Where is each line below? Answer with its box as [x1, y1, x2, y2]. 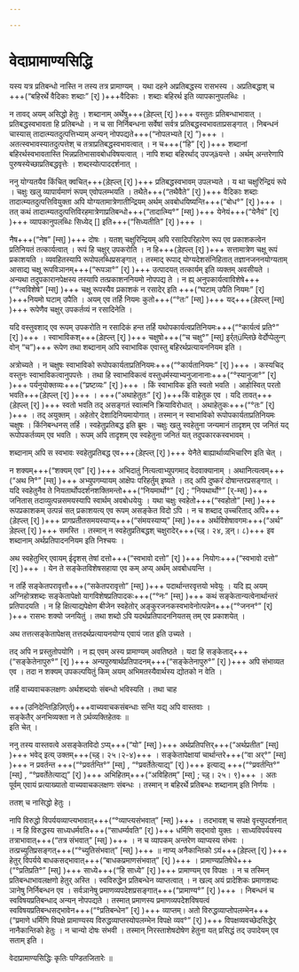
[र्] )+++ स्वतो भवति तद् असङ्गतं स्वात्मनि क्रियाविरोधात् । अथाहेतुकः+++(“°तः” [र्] [30, 399, 275, 410]
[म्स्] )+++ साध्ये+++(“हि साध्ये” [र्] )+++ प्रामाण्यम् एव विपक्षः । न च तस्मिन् [47, 864, 270, 875]
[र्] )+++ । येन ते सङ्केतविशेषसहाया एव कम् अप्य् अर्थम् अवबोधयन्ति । [9, 562, 213, 573]
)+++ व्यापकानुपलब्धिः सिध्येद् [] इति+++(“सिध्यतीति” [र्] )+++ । [9, 216, 203, 227]
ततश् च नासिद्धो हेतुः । [9, 797, 72, 808]
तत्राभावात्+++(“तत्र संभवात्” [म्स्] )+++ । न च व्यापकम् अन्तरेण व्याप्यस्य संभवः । [9, 834, 245, 845]
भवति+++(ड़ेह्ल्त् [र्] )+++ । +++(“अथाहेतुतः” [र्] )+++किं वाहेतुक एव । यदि [9, 389, 241, 400]
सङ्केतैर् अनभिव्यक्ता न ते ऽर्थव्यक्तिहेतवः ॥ [9, 712, 130, 722]
